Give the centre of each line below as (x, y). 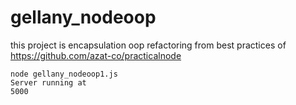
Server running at (48, 82)
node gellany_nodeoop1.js (64, 74)
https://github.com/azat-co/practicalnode (96, 55)
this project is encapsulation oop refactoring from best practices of (148, 45)
